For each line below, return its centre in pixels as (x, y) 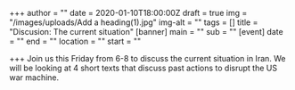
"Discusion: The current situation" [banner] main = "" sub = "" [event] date (146, 32)
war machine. (34, 78)
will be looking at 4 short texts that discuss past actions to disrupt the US (143, 68)
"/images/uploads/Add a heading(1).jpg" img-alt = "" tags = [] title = (134, 22)
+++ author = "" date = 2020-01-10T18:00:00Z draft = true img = (128, 13)
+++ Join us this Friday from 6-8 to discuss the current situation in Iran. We (148, 58)
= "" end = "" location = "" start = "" (75, 41)
